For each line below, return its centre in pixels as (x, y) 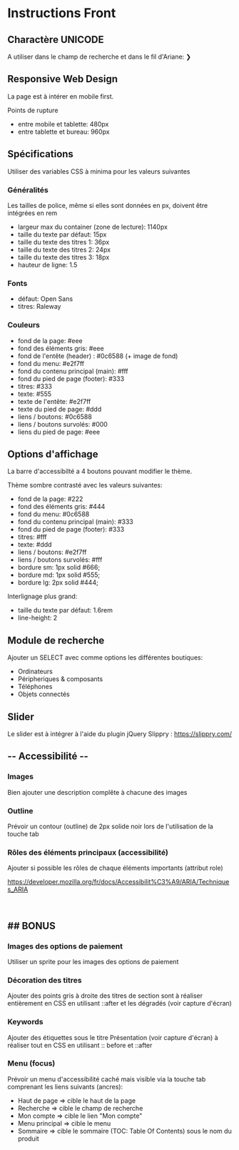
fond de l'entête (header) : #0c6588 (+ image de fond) (98, 356)
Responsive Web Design (63, 79)
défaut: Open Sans (45, 299)
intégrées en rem (32, 213)
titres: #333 (35, 386)
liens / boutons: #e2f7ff (52, 552)
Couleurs (24, 325)
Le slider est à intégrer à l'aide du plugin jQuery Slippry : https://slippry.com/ (120, 733)
